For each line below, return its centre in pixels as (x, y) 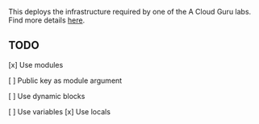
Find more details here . (47, 20)
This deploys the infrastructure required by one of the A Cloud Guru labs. (130, 12)
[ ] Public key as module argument (65, 81)
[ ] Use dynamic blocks (47, 96)
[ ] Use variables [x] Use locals (60, 111)
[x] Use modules (36, 64)
